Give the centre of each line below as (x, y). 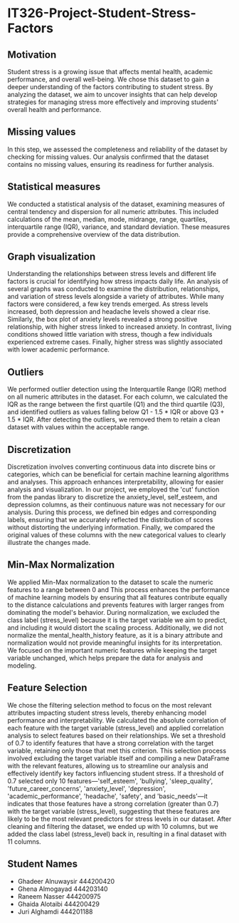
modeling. (22, 666)
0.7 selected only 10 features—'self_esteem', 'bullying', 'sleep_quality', (110, 781)
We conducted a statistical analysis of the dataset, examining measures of (116, 204)
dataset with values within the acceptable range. (79, 427)
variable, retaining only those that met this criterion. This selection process (117, 750)
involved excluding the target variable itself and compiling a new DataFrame (118, 758)
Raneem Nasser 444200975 (59, 896)
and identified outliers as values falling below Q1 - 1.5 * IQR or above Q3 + (116, 412)
